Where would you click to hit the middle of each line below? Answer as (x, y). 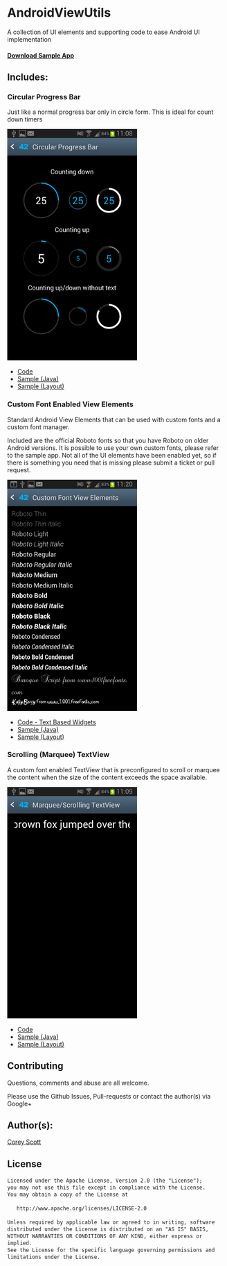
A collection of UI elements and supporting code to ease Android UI (103, 32)
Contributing (35, 1066)
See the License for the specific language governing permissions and (111, 1250)
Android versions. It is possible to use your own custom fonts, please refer (113, 448)
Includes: (28, 77)
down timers (25, 119)
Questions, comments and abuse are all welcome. (78, 1083)
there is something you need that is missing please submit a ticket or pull (111, 463)
